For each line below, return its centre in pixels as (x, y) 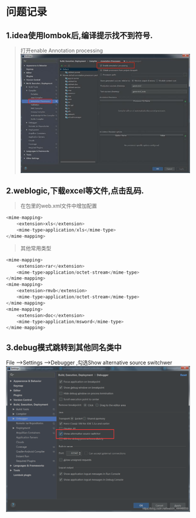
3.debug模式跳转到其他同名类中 (64, 348)
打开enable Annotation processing (62, 51)
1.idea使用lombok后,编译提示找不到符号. (79, 35)
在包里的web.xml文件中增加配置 (59, 206)
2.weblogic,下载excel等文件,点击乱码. (75, 191)
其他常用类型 (36, 248)
